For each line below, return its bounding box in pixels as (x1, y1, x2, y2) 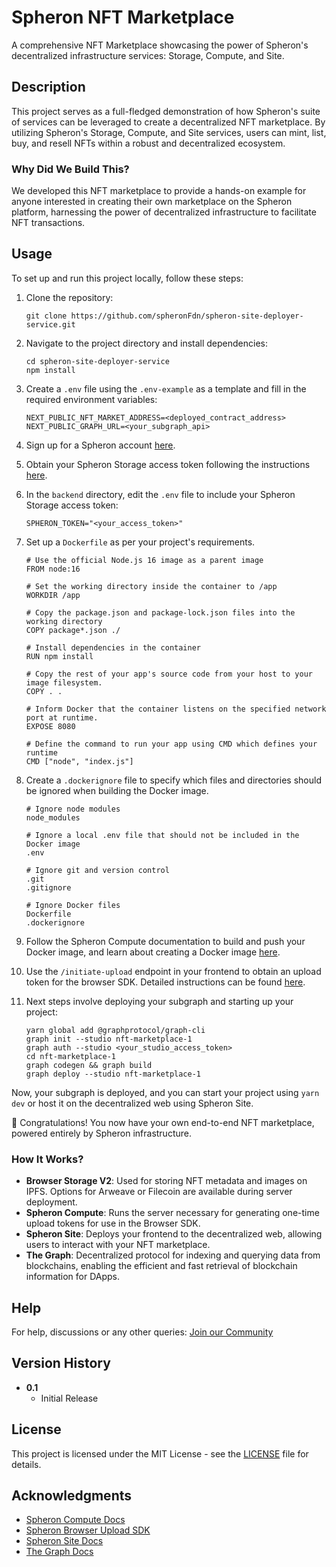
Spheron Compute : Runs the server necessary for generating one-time (25, 1207, 320, 1219)
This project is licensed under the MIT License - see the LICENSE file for (11, 1447, 309, 1460)
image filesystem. (25, 677, 103, 688)
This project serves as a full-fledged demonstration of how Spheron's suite (11, 105, 321, 117)
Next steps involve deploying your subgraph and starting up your (25, 995, 294, 1007)
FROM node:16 (25, 564, 81, 574)
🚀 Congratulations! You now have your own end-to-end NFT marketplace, (11, 1116, 315, 1128)
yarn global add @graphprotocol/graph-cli (25, 1025, 206, 1035)
